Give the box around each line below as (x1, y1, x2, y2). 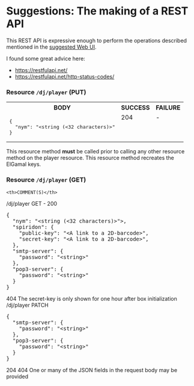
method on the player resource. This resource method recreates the (6, 155, 174, 162)
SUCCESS (121, 103, 150, 112)
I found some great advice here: (6, 55, 85, 62)
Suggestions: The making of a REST (6, 4, 189, 18)
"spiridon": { (12, 224, 54, 230)
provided (6, 373, 29, 380)
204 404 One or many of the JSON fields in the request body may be (6, 366, 178, 373)
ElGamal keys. (6, 161, 41, 168)
